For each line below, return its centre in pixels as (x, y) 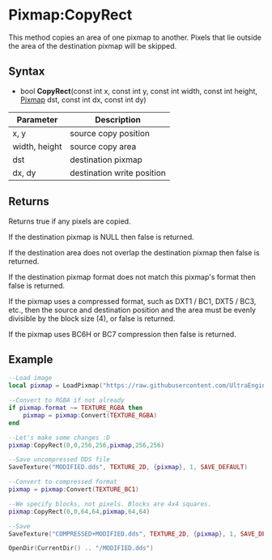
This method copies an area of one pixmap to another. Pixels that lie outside (135, 37)
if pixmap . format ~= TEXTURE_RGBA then (76, 408)
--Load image (30, 378)
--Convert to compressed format (63, 482)
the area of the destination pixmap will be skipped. (93, 45)
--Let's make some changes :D (59, 438)
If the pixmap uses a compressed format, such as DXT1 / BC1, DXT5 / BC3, (132, 301)
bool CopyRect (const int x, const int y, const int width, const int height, (138, 91)
